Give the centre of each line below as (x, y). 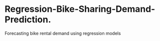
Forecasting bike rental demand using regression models (63, 33)
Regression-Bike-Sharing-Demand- (80, 9)
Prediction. (28, 20)
